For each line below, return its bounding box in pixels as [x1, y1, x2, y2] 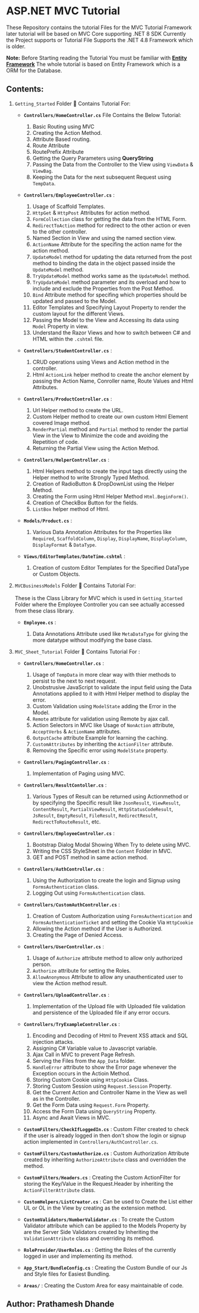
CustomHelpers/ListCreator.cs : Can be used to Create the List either [23, 1198, 193, 1205]
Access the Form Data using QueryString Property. [32, 1107, 157, 1115]
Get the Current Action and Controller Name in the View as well [32, 1088, 187, 1096]
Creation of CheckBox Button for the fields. [32, 499, 138, 506]
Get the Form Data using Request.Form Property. [32, 1101, 150, 1109]
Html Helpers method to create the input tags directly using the [32, 468, 187, 475]
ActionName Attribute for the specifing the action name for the [32, 241, 182, 248]
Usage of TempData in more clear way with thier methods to [32, 671, 176, 678]
